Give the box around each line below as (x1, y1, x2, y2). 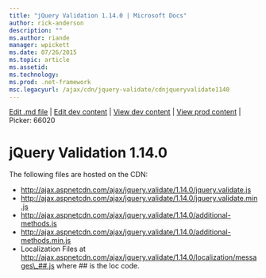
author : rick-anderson (9, 19, 84, 27)
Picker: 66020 (9, 116, 56, 125)
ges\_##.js (20, 261, 55, 271)
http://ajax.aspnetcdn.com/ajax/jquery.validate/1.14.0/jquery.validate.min (20, 194, 258, 203)
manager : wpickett (9, 41, 70, 49)
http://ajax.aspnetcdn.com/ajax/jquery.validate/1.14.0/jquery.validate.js (20, 185, 252, 195)
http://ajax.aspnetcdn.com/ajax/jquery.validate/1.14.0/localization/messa (20, 253, 257, 262)
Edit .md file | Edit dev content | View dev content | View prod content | (9, 107, 241, 117)
